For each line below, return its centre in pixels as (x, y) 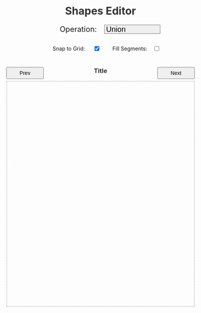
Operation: (78, 29)
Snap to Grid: (69, 48)
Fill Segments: (130, 48)
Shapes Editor (100, 11)
